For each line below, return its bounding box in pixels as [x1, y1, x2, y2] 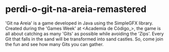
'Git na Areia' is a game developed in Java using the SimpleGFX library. [5, 20, 153, 26]
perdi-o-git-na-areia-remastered [5, 3, 147, 15]
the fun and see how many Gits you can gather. [5, 41, 104, 47]
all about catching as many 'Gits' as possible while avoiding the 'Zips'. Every [5, 30, 164, 36]
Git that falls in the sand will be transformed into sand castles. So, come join [5, 36, 163, 42]
